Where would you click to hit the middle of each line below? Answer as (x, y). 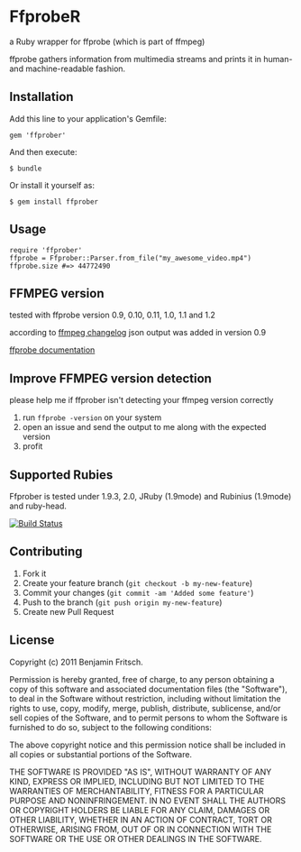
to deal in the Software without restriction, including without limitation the (145, 698)
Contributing (46, 552)
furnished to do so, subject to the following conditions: (110, 727)
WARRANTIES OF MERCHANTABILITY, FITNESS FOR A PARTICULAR (137, 791)
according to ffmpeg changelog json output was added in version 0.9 (138, 333)
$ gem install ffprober (54, 202)
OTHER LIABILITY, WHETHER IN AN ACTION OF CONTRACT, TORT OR (141, 820)
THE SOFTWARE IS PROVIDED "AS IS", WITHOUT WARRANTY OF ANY (141, 772)
